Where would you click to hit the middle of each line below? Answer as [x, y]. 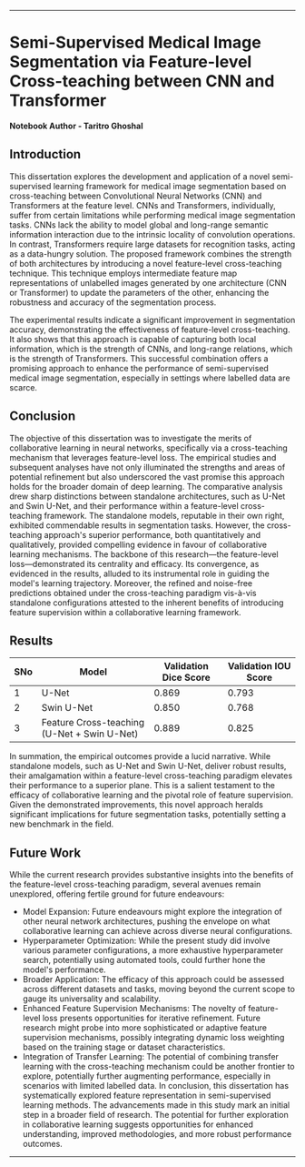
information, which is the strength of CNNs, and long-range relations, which [151, 349]
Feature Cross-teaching [93, 723]
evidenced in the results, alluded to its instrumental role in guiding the [140, 573]
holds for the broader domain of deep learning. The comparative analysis [146, 486]
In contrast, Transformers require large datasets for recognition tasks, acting [152, 244]
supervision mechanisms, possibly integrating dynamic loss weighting [153, 1038]
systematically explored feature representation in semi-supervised [147, 1096]
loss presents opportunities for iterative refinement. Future [152, 1018]
